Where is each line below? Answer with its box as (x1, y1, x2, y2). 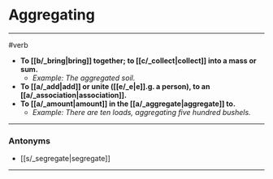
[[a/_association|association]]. (19, 90, 128, 100)
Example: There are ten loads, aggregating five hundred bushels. (32, 107, 251, 117)
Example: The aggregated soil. (32, 73, 136, 83)
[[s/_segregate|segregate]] (19, 154, 111, 164)
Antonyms (8, 135, 51, 147)
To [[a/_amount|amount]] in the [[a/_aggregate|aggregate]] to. (19, 99, 236, 109)
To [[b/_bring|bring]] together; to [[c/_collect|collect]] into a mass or (19, 55, 257, 66)
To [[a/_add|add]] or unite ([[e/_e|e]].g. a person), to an (19, 81, 210, 91)
